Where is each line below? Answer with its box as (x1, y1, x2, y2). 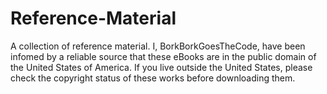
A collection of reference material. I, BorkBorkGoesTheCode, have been (10, 40, 306, 52)
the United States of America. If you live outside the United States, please (10, 61, 313, 73)
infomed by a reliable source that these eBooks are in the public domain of (10, 50, 317, 62)
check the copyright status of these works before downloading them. (10, 72, 296, 84)
